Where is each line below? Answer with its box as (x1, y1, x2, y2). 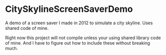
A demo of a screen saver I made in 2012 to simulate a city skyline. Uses (5, 20, 153, 26)
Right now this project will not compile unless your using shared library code (5, 35, 161, 41)
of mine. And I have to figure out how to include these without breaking (5, 40, 150, 46)
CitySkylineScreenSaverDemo (5, 3, 133, 15)
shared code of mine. (5, 25, 49, 31)
